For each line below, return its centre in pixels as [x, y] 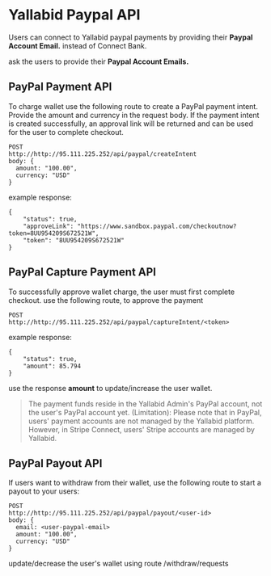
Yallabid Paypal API [74, 15]
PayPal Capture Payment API [82, 272]
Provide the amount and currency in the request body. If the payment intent [134, 115]
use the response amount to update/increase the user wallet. [110, 388]
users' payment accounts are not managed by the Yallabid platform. [141, 421]
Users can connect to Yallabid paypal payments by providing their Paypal [131, 37]
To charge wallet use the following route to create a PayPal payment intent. [133, 106]
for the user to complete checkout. [66, 132]
